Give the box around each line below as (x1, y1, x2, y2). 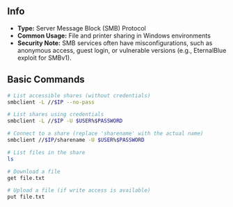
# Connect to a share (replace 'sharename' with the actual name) (7, 130, 204, 138)
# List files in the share (7, 149, 86, 156)
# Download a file (7, 168, 61, 175)
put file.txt (7, 194, 45, 201)
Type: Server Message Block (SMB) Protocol (17, 24, 146, 32)
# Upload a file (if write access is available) (7, 187, 151, 194)
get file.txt (7, 174, 45, 181)
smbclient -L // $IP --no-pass (7, 99, 95, 106)
